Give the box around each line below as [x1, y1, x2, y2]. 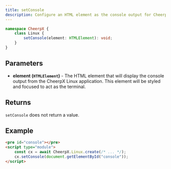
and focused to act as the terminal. [12, 83, 86, 90]
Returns [5, 98, 32, 107]
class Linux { [14, 31, 44, 36]
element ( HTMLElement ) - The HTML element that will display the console [12, 72, 164, 79]
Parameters [5, 59, 43, 68]
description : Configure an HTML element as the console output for [5, 12, 152, 17]
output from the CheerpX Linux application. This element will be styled [12, 78, 161, 84]
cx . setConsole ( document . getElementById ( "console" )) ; [14, 154, 129, 159]
